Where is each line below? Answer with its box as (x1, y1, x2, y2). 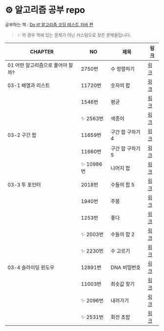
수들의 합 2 (110, 231, 135, 238)
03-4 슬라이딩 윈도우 (7, 264, 55, 271)
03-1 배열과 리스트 (7, 82, 50, 89)
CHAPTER (30, 48, 54, 55)
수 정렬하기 (110, 65, 135, 72)
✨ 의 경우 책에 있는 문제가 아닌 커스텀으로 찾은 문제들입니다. (17, 32, 131, 38)
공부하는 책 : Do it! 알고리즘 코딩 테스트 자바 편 (5, 22, 94, 27)
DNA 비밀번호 (110, 264, 141, 271)
